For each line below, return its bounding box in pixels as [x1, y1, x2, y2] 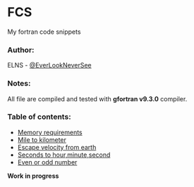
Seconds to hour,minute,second [17, 150, 111, 159]
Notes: [7, 79, 31, 89]
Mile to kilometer [17, 135, 67, 144]
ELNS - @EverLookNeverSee [7, 61, 92, 70]
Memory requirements [17, 128, 83, 136]
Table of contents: [7, 112, 72, 122]
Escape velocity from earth [17, 143, 97, 151]
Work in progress [7, 172, 59, 180]
